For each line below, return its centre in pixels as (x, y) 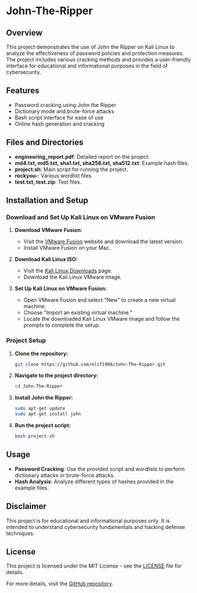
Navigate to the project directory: (56, 376)
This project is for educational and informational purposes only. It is (88, 521)
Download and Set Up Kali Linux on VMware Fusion (81, 217)
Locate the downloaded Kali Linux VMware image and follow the (101, 319)
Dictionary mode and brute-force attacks (64, 111)
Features (23, 91)
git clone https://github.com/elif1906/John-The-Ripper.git (90, 364)
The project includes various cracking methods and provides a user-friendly (98, 59)
